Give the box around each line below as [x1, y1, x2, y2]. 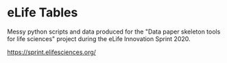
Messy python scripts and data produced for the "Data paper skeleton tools [7, 27, 221, 36]
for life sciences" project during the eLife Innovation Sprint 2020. [7, 34, 191, 42]
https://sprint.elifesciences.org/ [7, 48, 96, 56]
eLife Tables [7, 5, 78, 21]
